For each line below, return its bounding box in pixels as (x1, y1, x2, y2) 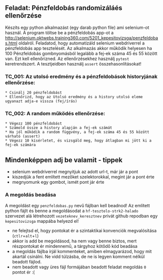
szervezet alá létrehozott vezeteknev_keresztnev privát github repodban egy (5, 213, 158, 219)
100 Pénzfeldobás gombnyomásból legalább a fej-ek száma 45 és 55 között (5, 50, 158, 56)
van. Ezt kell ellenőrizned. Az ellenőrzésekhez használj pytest (5, 56, 129, 62)
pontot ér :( (12, 269, 35, 275)
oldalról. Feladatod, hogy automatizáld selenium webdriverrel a (18, 40, 145, 46)
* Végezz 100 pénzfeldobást (5, 121, 62, 126)
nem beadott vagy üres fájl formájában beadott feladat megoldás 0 (12, 264, 146, 270)
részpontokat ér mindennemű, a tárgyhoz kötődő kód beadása (12, 243, 138, 249)
